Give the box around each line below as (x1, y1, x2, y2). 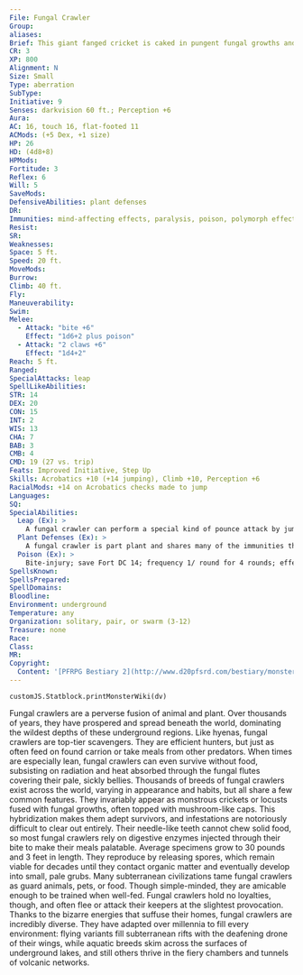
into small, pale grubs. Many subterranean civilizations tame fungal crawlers (9, 870, 293, 881)
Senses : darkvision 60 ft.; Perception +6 (9, 106, 171, 115)
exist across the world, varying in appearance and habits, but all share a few (9, 784, 293, 795)
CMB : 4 (9, 449, 34, 458)
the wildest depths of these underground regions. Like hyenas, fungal (9, 727, 268, 738)
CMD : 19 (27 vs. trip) (9, 457, 95, 467)
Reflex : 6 (9, 172, 47, 181)
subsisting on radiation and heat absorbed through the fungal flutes (9, 765, 261, 776)
